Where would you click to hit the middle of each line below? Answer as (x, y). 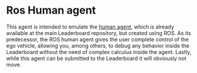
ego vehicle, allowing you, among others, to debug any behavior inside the (98, 46)
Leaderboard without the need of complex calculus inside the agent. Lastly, (99, 52)
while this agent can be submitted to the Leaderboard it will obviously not (96, 58)
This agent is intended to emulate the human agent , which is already (90, 27)
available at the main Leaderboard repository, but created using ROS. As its (98, 33)
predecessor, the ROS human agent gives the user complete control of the (98, 39)
